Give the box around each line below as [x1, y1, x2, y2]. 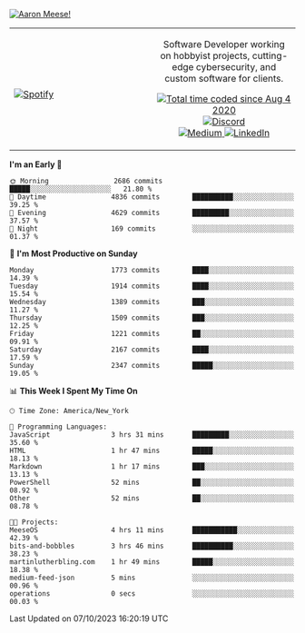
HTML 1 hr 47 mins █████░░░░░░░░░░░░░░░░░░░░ [9, 446, 295, 455]
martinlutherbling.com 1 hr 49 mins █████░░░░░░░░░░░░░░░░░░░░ [9, 558, 295, 567]
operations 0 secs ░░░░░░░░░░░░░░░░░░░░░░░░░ [9, 589, 295, 598]
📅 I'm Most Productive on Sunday [9, 248, 138, 259]
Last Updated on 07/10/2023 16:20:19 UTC [9, 613, 169, 624]
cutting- [251, 50, 289, 62]
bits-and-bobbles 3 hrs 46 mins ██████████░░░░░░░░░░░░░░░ [9, 541, 295, 550]
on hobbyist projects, [160, 50, 251, 62]
